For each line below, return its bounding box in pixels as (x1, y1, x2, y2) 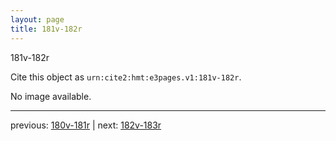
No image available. (10, 90, 92, 102)
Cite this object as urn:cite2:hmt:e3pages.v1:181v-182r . (10, 71, 242, 83)
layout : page (10, 14, 65, 25)
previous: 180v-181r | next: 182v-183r (10, 119, 162, 131)
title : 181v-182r (10, 24, 83, 34)
